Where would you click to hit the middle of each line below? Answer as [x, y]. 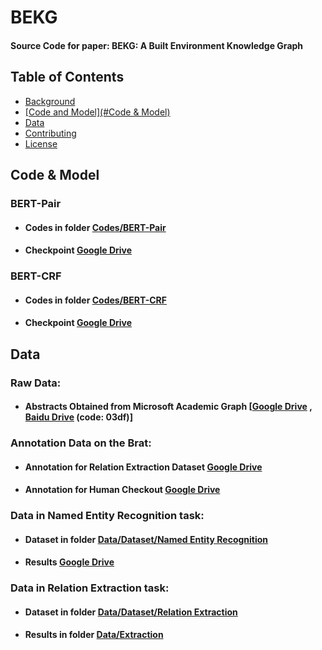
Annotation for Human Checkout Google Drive [122, 490]
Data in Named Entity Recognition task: [107, 516]
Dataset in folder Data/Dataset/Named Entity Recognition [146, 539]
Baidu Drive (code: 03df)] [78, 417]
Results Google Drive [69, 562]
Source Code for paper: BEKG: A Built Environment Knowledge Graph [157, 45]
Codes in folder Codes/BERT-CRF [95, 300]
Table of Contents [67, 77]
